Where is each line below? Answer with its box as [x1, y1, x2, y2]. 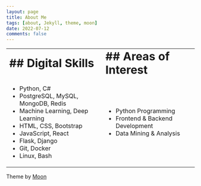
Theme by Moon [6, 173, 47, 180]
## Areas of [105, 49, 170, 63]
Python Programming [115, 107, 175, 115]
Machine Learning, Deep [19, 107, 89, 115]
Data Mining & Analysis [115, 129, 181, 138]
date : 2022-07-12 [6, 25, 50, 32]
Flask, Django [19, 137, 58, 145]
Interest [105, 63, 148, 77]
